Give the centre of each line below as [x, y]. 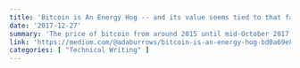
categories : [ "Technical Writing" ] [79, 50]
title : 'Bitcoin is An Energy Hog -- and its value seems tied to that [145, 17]
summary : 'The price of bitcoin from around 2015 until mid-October [139, 34]
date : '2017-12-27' [46, 26]
